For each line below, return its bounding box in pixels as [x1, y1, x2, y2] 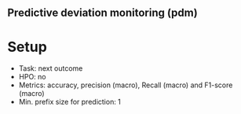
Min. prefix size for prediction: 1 [18, 97, 121, 107]
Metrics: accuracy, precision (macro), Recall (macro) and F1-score [18, 80, 233, 90]
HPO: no [18, 72, 46, 82]
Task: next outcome [18, 64, 83, 73]
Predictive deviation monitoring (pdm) [7, 6, 198, 20]
